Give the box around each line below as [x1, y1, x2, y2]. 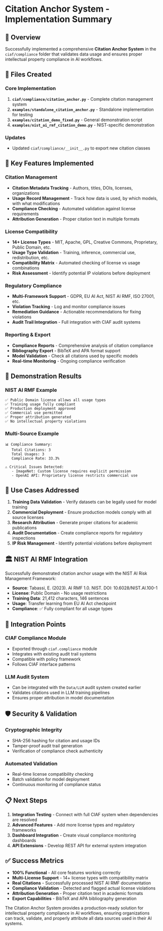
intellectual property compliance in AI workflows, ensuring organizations [5, 910, 150, 916]
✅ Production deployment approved [5, 406, 76, 411]
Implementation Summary [5, 14, 113, 25]
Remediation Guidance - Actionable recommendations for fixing [12, 309, 142, 315]
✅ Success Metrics [5, 857, 64, 865]
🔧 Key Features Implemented [5, 159, 94, 167]
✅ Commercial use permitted [5, 410, 63, 416]
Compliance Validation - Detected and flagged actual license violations [12, 885, 156, 891]
